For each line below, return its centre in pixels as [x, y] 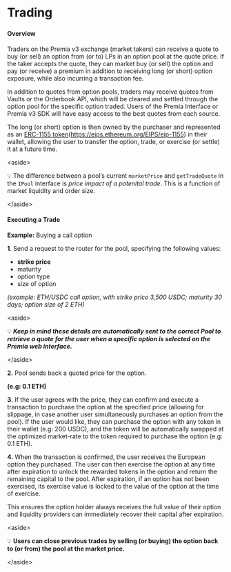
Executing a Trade [34, 220]
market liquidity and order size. [51, 190]
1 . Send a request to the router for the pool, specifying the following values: [114, 248]
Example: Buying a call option [50, 235]
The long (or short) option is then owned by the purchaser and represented [114, 127]
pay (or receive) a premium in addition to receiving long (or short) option [110, 71]
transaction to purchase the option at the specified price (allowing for [106, 407]
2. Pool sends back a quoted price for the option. [77, 373]
